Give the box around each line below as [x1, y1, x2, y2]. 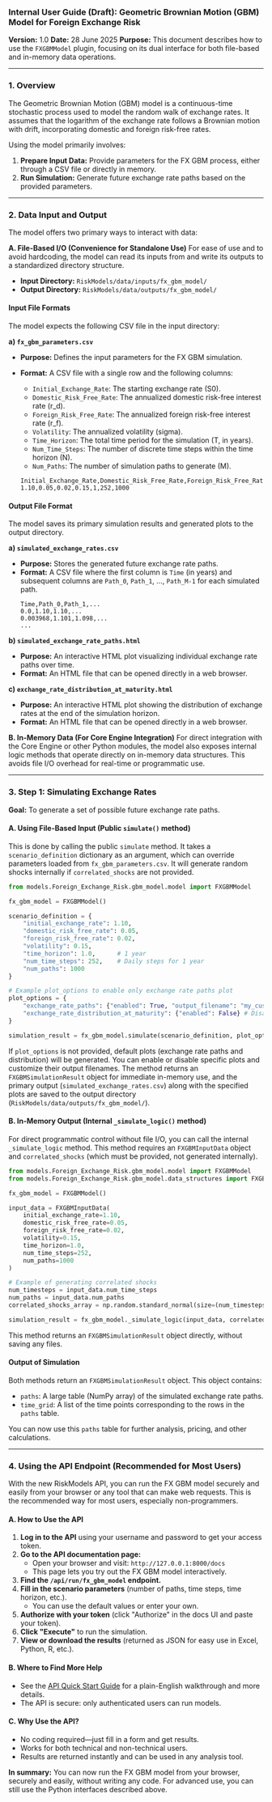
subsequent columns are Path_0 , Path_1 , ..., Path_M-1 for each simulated [19, 576, 260, 586]
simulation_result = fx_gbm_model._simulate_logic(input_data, [8, 1316, 227, 1324]
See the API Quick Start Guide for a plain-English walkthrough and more [19, 1681, 261, 1690]
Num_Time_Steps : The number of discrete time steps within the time [32, 444, 253, 454]
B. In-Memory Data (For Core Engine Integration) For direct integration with [8, 733, 263, 743]
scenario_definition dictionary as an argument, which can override [8, 850, 235, 859]
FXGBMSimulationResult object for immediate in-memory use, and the [8, 1071, 238, 1082]
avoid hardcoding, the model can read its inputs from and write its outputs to [8, 252, 264, 261]
